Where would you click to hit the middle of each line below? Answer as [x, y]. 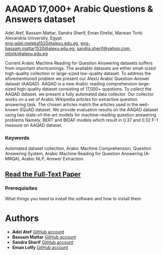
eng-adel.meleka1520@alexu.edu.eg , [42, 43]
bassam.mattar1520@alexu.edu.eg [40, 48]
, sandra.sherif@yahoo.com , [103, 48]
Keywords [17, 137]
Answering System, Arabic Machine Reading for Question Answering [74, 154]
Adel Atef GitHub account [38, 232]
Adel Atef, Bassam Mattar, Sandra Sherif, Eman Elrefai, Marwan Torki [74, 33]
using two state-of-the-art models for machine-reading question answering [81, 115]
